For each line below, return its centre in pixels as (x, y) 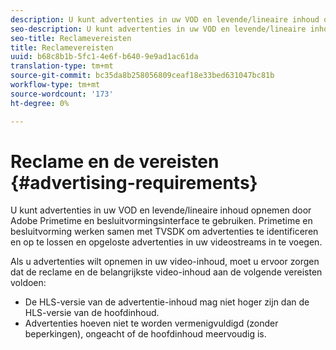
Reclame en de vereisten (115, 161)
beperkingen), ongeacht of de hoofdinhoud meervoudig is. (145, 334)
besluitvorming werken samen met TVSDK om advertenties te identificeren (164, 232)
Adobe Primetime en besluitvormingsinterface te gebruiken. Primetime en (161, 221)
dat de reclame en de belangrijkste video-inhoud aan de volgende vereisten (166, 272)
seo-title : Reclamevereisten (71, 38)
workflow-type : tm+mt (55, 85)
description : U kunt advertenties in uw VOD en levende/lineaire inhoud (165, 19)
